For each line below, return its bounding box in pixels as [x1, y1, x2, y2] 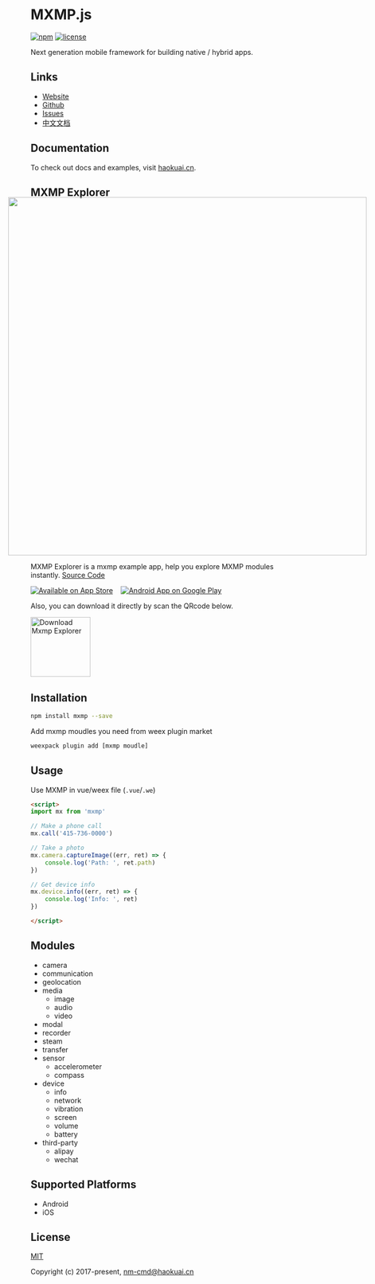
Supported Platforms [30, 1178, 137, 1192]
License [30, 1230, 71, 1243]
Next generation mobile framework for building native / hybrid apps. [30, 47, 253, 57]
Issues [41, 108, 64, 118]
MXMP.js [30, 6, 92, 24]
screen [53, 1112, 77, 1122]
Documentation [30, 142, 110, 155]
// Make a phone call [30, 822, 103, 830]
